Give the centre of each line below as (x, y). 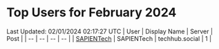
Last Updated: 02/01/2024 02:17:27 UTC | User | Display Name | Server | (110, 31)
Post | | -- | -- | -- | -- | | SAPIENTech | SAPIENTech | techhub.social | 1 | (109, 38)
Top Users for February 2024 (92, 13)
